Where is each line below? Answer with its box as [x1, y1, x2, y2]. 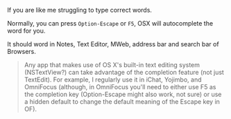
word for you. [7, 27, 46, 35]
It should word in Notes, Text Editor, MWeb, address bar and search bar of [7, 40, 220, 48]
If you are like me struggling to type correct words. [7, 6, 153, 14]
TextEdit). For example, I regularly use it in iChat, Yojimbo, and [24, 75, 203, 84]
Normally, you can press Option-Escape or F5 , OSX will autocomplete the [7, 19, 214, 27]
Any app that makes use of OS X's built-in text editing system [24, 61, 200, 68]
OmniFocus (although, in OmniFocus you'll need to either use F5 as [24, 83, 216, 91]
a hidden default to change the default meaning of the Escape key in [24, 98, 221, 106]
